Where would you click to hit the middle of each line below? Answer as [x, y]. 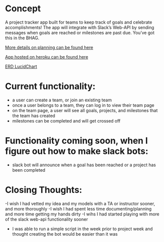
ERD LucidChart [21, 66]
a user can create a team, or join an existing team [62, 100]
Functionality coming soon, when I [77, 141]
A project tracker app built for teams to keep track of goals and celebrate [79, 22]
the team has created [34, 116]
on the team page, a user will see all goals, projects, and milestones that [85, 110]
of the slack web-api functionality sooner [47, 219]
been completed [29, 170]
